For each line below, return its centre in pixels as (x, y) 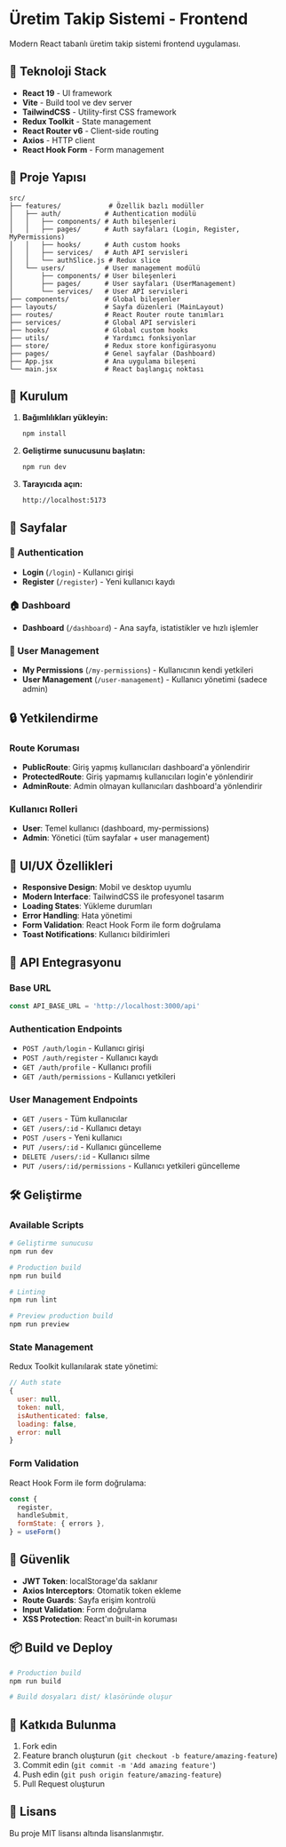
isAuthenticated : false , (63, 1416)
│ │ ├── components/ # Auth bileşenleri (93, 221)
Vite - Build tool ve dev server (77, 102)
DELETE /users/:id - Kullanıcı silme (86, 1157)
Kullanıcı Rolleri (44, 809)
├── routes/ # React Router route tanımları (117, 314)
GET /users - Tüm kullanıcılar (75, 1119)
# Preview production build (61, 1316)
